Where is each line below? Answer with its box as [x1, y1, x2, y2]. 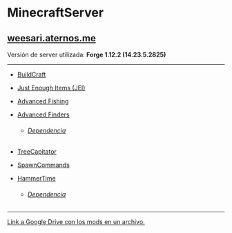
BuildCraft [17, 70, 46, 79]
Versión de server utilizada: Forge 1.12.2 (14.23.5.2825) [7, 50, 166, 59]
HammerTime [17, 174, 57, 183]
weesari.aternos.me [7, 32, 97, 44]
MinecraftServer [7, 5, 104, 21]
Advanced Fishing [17, 97, 69, 105]
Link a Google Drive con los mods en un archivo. [7, 218, 145, 226]
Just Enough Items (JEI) [17, 84, 86, 92]
